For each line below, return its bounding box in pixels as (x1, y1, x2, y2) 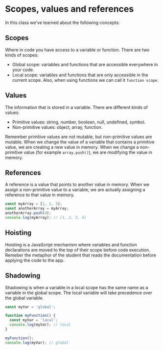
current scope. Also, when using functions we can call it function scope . (12, 77, 159, 83)
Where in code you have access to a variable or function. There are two (5, 47, 150, 52)
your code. (12, 67, 34, 72)
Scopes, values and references (5, 3, 134, 15)
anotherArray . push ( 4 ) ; (5, 210, 51, 216)
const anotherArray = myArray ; (5, 206, 69, 211)
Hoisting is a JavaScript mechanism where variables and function (5, 241, 137, 248)
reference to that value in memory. (5, 192, 75, 198)
